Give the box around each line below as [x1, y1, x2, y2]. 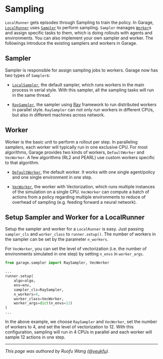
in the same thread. [12, 92, 51, 98]
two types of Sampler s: [5, 72, 50, 78]
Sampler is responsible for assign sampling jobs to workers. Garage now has [5, 67, 158, 73]
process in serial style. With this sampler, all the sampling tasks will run [12, 87, 154, 93]
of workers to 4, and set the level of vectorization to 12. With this [5, 324, 134, 329]
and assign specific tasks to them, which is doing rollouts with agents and [5, 30, 153, 36]
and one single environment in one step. [12, 174, 93, 180]
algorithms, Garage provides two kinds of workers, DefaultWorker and [5, 149, 145, 155]
